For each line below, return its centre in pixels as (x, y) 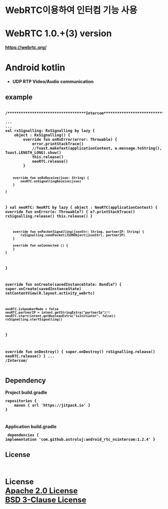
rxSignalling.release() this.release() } (49, 216)
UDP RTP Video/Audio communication (53, 82)
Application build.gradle (31, 426)
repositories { (21, 401)
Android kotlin (35, 68)
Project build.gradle (26, 393)
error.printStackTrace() (58, 144)
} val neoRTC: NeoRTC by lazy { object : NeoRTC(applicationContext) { (81, 207)
